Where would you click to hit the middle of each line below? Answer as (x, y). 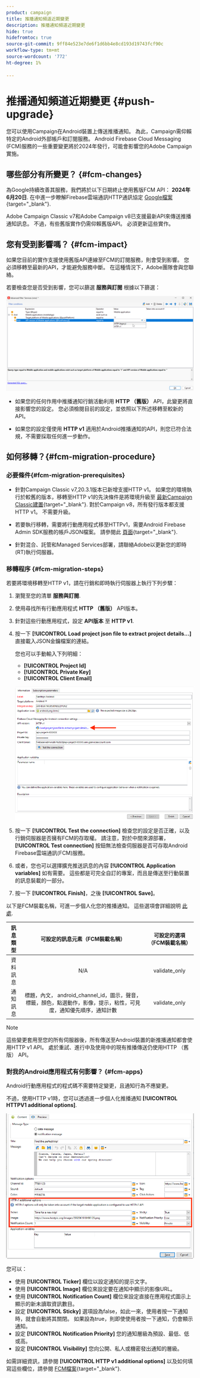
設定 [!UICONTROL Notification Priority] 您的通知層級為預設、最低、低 (102, 1334)
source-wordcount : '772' (37, 57)
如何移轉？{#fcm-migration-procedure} (81, 457)
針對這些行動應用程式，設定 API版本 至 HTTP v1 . (74, 621)
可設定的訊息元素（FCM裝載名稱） (83, 939)
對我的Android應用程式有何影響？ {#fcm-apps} (75, 1071)
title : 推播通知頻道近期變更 (38, 19)
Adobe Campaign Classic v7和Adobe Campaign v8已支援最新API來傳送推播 (99, 216)
